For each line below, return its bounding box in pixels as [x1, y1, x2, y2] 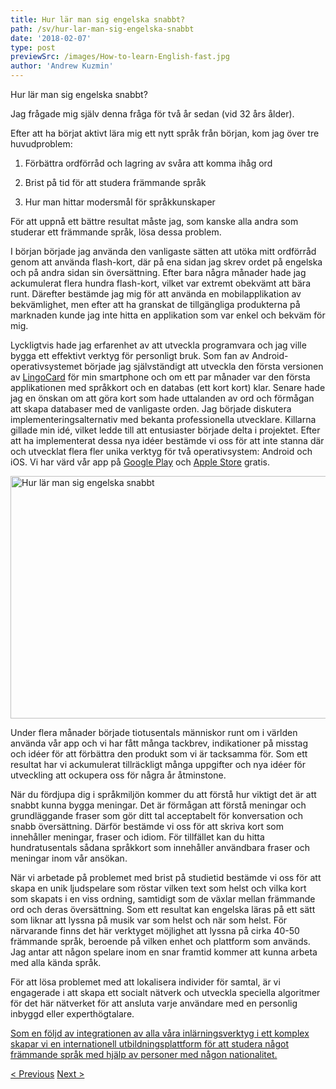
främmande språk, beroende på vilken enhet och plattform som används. [10, 936, 311, 947]
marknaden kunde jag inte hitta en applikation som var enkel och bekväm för [10, 309, 326, 321]
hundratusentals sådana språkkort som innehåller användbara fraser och [10, 842, 310, 853]
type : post [10, 42, 56, 53]
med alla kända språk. [10, 957, 102, 968]
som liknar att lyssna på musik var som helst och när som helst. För [10, 914, 288, 926]
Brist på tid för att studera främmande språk [24, 177, 207, 188]
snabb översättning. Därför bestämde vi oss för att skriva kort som [10, 821, 284, 832]
